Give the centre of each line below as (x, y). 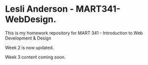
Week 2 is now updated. (29, 47)
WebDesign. (31, 19)
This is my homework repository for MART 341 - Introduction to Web (74, 33)
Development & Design (28, 38)
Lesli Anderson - (40, 9)
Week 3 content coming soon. (35, 57)
